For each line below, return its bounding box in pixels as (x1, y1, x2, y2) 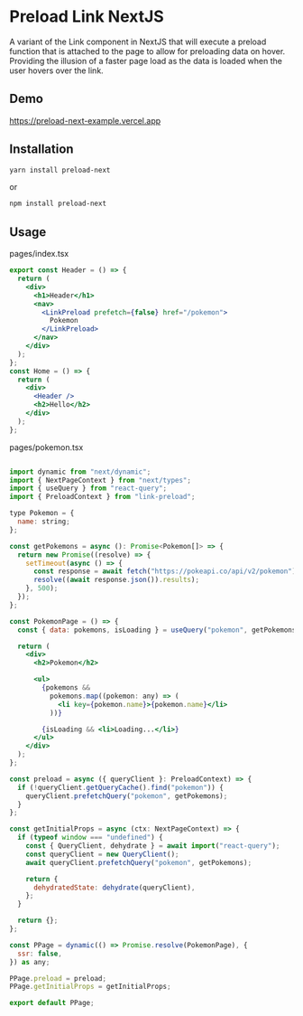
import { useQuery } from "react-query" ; (9, 484, 168, 494)
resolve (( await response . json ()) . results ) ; (32, 576, 200, 585)
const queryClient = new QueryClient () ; (25, 850, 179, 859)
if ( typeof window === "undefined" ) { (17, 833, 164, 842)
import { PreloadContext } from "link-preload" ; (9, 493, 196, 502)
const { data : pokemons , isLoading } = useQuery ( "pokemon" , (17, 626, 248, 635)
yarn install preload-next (9, 165, 111, 174)
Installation (9, 142, 74, 157)
